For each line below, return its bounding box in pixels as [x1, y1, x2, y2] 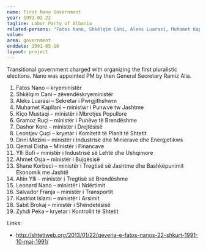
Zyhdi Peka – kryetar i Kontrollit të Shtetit [15, 208, 119, 215]
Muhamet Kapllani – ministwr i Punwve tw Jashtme [15, 103, 144, 111]
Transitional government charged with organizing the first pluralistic [7, 66, 178, 73]
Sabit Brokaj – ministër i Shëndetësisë [15, 201, 111, 208]
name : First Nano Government [7, 9, 81, 15]
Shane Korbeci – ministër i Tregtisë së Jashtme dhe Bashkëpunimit [15, 162, 184, 169]
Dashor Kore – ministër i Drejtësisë [15, 123, 103, 130]
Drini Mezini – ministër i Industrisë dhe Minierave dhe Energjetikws [15, 136, 183, 143]
